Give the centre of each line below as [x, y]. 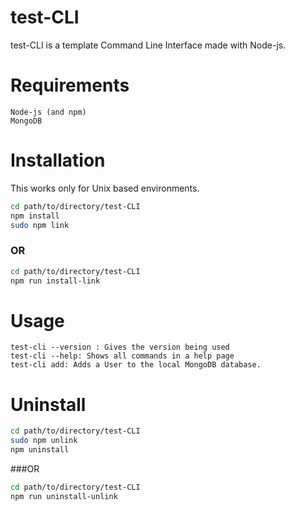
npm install [35, 216]
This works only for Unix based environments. [105, 188]
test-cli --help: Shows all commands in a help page [122, 356]
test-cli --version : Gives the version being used [120, 347]
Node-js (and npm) [48, 112]
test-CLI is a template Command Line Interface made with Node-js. [148, 45]
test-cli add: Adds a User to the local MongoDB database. [136, 365]
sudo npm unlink [44, 441]
